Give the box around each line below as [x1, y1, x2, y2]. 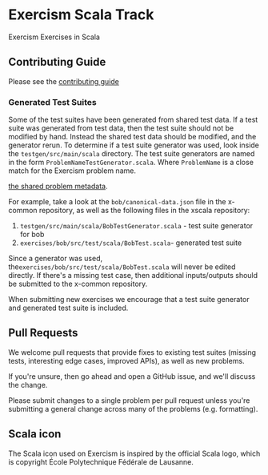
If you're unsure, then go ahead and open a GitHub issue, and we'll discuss [8, 371, 256, 381]
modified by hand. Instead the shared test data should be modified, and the [8, 132, 257, 142]
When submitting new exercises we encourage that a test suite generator [8, 295, 250, 304]
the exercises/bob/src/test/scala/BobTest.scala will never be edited [8, 262, 236, 272]
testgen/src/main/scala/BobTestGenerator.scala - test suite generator [19, 221, 254, 231]
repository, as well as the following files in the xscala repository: [38, 206, 250, 215]
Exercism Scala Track [8, 6, 154, 24]
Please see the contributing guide [8, 76, 120, 86]
